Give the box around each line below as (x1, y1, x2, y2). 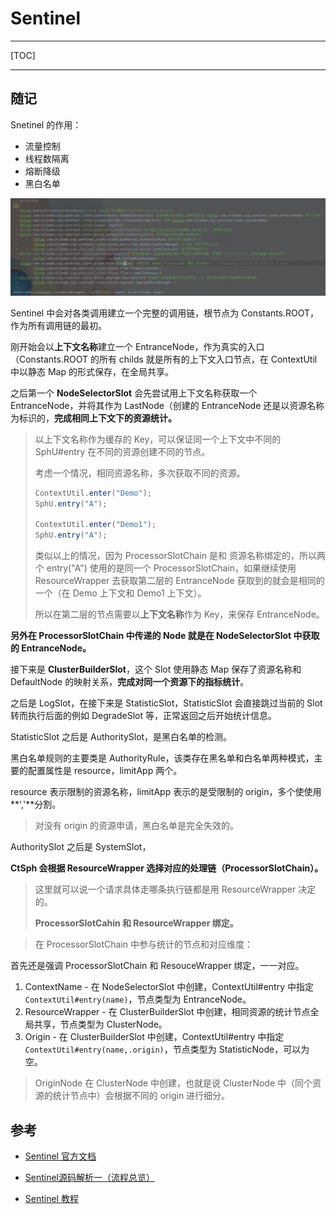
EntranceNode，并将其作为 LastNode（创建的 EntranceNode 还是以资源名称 (10, 399, 325, 411)
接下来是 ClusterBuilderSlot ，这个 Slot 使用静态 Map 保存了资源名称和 (10, 663, 302, 676)
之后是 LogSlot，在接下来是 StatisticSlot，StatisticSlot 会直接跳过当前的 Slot (10, 697, 323, 709)
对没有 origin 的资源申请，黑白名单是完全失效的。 (34, 820, 240, 832)
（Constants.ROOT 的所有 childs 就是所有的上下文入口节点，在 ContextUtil (10, 353, 318, 365)
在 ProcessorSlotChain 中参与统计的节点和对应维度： (34, 938, 254, 951)
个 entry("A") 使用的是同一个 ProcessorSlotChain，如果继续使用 (34, 562, 297, 574)
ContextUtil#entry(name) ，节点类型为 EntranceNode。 (24, 993, 252, 1006)
